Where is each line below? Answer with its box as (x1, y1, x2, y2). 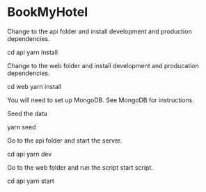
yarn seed (7, 122, 36, 131)
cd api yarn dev (7, 150, 52, 158)
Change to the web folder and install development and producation (7, 61, 200, 70)
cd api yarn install (7, 48, 58, 56)
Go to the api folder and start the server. (7, 136, 122, 145)
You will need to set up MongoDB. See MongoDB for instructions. (7, 95, 195, 104)
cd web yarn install (7, 82, 62, 90)
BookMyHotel (7, 4, 88, 20)
